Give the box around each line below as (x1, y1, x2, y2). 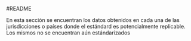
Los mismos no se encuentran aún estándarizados (6, 29, 130, 36)
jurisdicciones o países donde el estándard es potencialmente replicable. (6, 23, 186, 30)
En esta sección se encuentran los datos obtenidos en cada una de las (6, 17, 180, 23)
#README (6, 5, 32, 12)
